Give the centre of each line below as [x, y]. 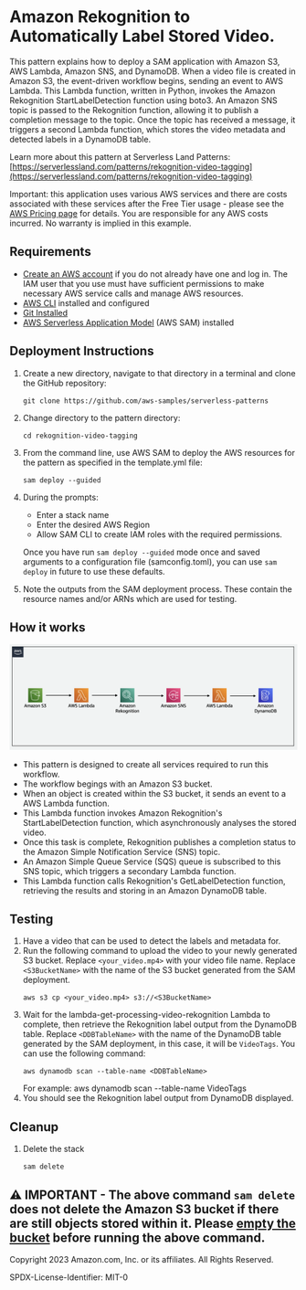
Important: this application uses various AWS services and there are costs [148, 194]
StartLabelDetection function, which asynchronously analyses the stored [159, 822]
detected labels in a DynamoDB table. [80, 139]
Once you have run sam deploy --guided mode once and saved [141, 552]
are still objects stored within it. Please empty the [153, 1223]
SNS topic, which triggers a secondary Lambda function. [129, 871]
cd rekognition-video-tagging [80, 436]
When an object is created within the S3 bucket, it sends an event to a [154, 793]
